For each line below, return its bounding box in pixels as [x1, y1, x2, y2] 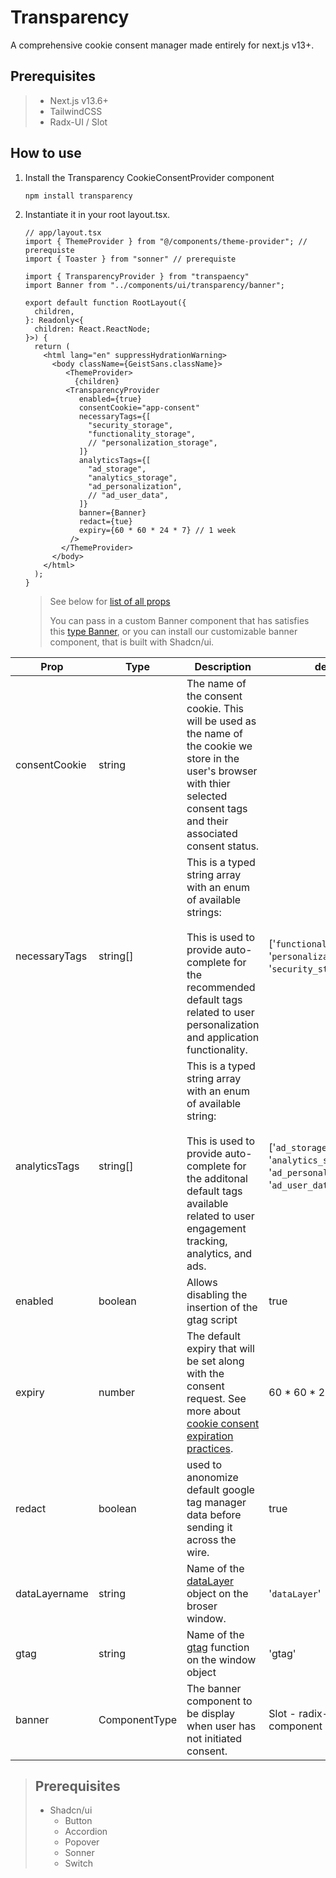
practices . [186, 1441, 234, 1455]
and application [186, 1030, 260, 1044]
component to [186, 1694, 253, 1708]
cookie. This [186, 701, 245, 715]
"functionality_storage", [88, 429, 196, 439]
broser [186, 1599, 218, 1613]
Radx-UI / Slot [49, 116, 108, 128]
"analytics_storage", [88, 472, 178, 483]
